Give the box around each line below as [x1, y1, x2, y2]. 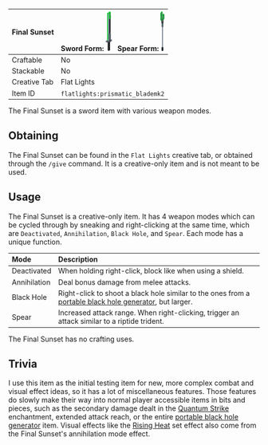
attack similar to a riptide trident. [58, 317, 164, 326]
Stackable [11, 66, 45, 76]
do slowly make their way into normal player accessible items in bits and [8, 396, 246, 405]
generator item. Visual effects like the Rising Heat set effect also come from [8, 420, 257, 431]
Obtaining [8, 129, 59, 143]
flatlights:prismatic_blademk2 [61, 89, 165, 98]
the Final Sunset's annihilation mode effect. [8, 429, 151, 439]
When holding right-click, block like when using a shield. [58, 266, 245, 276]
